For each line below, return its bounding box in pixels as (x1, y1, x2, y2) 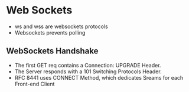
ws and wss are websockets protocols (14, 23, 108, 30)
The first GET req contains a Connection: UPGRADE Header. (14, 62, 161, 69)
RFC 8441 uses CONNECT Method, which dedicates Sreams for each (14, 74, 184, 81)
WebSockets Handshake (6, 46, 99, 56)
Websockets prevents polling (14, 29, 86, 36)
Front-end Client (14, 80, 55, 87)
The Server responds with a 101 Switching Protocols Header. (14, 68, 162, 75)
